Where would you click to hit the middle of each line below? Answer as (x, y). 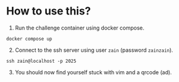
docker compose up (29, 39)
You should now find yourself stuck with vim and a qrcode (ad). (93, 72)
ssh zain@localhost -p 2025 (41, 61)
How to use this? (49, 11)
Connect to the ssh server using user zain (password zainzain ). (94, 50)
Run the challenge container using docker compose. (80, 28)
